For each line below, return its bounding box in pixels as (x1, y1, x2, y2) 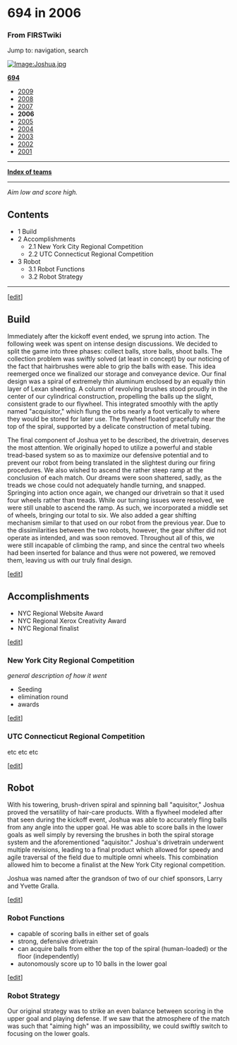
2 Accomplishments (17, 235, 76, 243)
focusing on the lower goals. (7, 1029, 90, 1037)
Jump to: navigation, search (7, 46, 88, 54)
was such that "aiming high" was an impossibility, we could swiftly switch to (7, 1022, 228, 1030)
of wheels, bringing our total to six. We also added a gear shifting (7, 511, 197, 520)
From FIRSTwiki (7, 30, 62, 40)
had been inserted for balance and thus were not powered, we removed (7, 549, 216, 557)
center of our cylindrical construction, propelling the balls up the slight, (7, 392, 214, 401)
